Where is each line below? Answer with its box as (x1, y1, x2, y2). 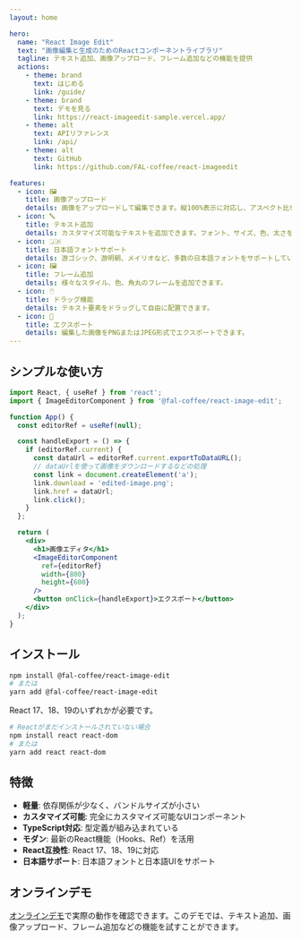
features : (9, 178, 47, 188)
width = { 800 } (41, 569, 87, 578)
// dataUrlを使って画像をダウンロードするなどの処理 (32, 462, 207, 471)
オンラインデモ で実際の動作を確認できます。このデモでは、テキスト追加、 (9, 910, 284, 921)
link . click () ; (32, 495, 87, 504)
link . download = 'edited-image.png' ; (32, 478, 175, 488)
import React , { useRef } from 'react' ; (9, 388, 163, 397)
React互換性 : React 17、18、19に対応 (21, 845, 159, 856)
